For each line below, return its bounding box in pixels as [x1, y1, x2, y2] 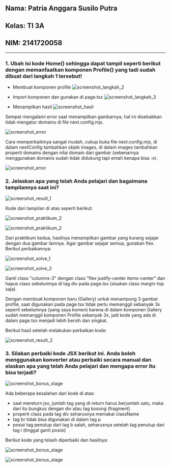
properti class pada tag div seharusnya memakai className [12, 411, 139, 417]
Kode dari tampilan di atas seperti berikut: [5, 206, 93, 212]
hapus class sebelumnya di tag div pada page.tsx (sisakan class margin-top [5, 281, 164, 287]
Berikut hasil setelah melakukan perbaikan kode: [5, 328, 107, 334]
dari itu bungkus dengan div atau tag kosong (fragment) [12, 405, 130, 412]
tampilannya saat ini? [5, 184, 60, 191]
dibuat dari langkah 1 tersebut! [5, 72, 82, 79]
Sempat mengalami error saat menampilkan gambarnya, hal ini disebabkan [5, 113, 162, 120]
